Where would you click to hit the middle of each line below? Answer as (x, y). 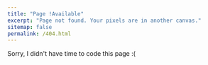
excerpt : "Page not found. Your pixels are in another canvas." (104, 20)
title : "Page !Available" (45, 14)
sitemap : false (30, 27)
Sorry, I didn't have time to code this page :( (72, 54)
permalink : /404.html (39, 34)
